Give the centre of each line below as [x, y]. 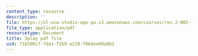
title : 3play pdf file [34, 38]
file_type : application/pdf [41, 28]
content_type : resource [35, 11]
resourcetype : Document [35, 33]
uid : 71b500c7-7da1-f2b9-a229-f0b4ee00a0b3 [60, 44]
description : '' [26, 17]
